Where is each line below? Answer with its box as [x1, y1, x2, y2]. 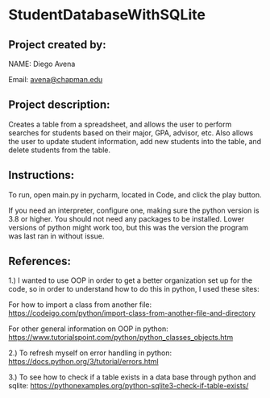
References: [8, 255, 71, 268]
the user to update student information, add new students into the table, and [8, 136, 262, 146]
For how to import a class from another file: [8, 300, 152, 309]
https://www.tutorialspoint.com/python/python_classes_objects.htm [8, 333, 234, 342]
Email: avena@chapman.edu [8, 75, 103, 84]
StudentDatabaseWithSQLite [8, 6, 206, 24]
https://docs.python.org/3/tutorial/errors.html [8, 357, 159, 367]
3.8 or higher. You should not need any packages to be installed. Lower [8, 214, 244, 223]
